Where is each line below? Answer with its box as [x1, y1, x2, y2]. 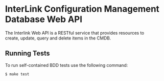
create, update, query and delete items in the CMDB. [5, 35, 111, 41]
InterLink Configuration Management [5, 3, 160, 15]
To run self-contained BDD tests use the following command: [5, 62, 128, 68]
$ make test [5, 72, 29, 77]
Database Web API [5, 14, 82, 25]
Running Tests [5, 49, 50, 58]
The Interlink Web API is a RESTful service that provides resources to [5, 30, 144, 36]
